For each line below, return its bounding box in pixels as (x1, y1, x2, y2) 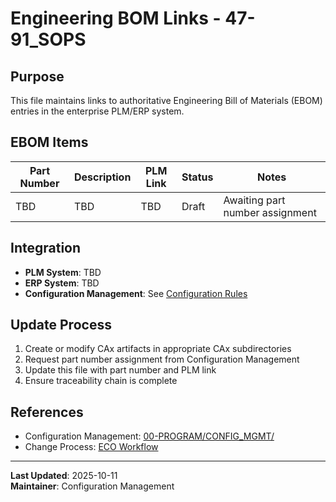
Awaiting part (223, 193, 286, 207)
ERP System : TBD (24, 277, 100, 289)
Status (181, 170, 214, 184)
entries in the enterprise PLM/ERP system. (10, 105, 185, 117)
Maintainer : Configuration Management (10, 480, 175, 492)
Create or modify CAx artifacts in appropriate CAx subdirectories (24, 343, 292, 355)
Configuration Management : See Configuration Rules (24, 287, 248, 299)
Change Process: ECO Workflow (24, 441, 159, 453)
